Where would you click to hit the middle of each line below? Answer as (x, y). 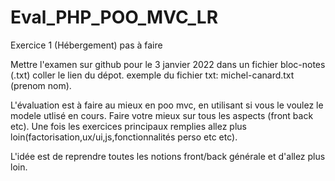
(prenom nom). (41, 85)
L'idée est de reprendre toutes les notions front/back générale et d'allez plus (168, 156)
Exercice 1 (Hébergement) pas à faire (86, 45)
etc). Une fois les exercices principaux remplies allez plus (128, 126)
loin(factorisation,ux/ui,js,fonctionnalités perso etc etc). (124, 137)
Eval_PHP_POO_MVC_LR (114, 17)
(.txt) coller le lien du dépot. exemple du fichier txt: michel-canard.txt (152, 75)
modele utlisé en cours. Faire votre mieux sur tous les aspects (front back (162, 115)
